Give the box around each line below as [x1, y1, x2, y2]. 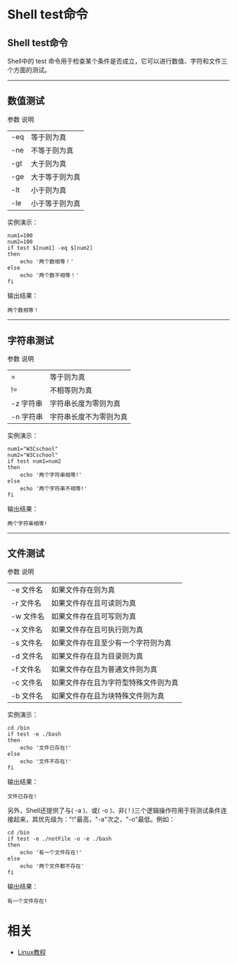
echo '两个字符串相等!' [20, 471, 83, 478]
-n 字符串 [11, 411, 44, 421]
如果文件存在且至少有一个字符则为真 [51, 637, 171, 647]
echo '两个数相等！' [20, 259, 74, 266]
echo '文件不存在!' [20, 757, 72, 765]
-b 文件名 [11, 690, 44, 700]
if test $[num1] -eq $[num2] [7, 244, 93, 252]
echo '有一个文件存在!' [20, 849, 83, 856]
